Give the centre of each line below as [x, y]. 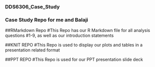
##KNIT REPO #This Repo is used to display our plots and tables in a [74, 45]
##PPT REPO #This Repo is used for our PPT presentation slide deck [74, 60]
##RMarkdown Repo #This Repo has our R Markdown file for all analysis [77, 31]
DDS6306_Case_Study [32, 7]
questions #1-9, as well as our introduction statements [59, 35]
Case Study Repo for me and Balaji [47, 19]
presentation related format [32, 50]
